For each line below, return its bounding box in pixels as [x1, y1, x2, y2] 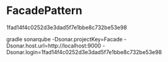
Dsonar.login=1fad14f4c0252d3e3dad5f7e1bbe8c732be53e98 [6, 48, 163, 55]
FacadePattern [6, 4, 83, 18]
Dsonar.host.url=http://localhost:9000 [6, 42, 102, 49]
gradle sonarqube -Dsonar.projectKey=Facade [6, 35, 123, 43]
